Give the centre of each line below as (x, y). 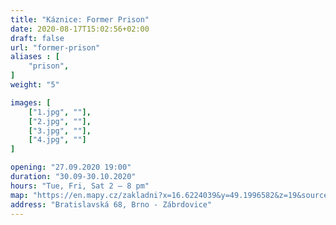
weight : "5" (35, 85)
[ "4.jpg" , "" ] (57, 140)
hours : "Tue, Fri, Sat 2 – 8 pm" (80, 186)
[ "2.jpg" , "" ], (60, 121)
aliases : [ (35, 57)
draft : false (37, 38)
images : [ (31, 102)
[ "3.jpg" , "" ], (60, 131)
